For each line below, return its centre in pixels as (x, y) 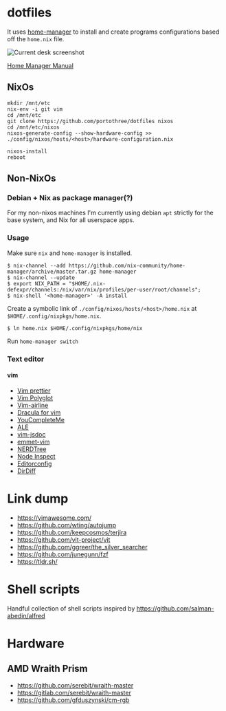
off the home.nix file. (36, 39)
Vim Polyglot (35, 397)
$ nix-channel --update (41, 277)
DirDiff (26, 471)
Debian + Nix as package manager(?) (70, 198)
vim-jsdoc (31, 434)
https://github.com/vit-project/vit (64, 539)
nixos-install (27, 151)
